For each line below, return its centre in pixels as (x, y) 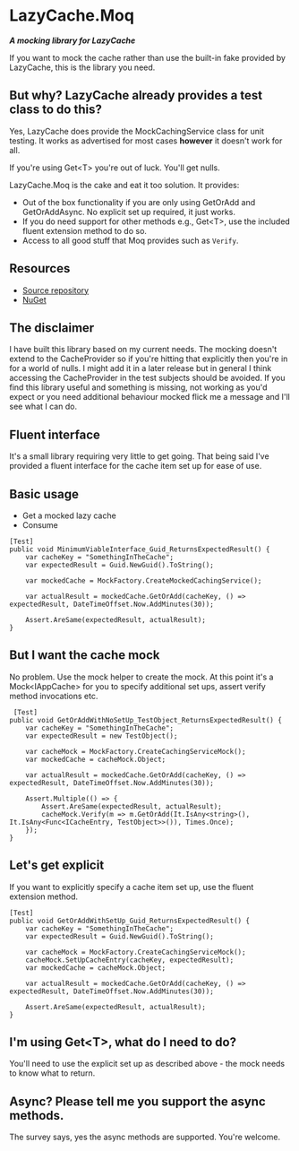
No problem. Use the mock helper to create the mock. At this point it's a (141, 677)
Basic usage (44, 494)
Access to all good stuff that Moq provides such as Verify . (130, 240)
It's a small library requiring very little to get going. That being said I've (140, 456)
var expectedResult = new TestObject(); (102, 736)
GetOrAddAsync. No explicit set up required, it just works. (128, 212)
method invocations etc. (54, 696)
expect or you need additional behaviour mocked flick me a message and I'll (150, 397)
